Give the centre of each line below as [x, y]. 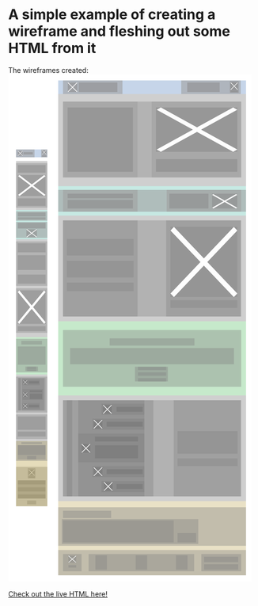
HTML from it [52, 48]
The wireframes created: [48, 70]
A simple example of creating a [112, 15]
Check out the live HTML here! [58, 594]
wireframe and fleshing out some [120, 31]
